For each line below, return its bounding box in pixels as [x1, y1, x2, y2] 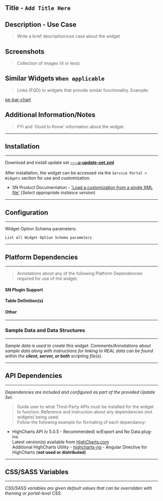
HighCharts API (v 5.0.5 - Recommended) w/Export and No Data [12, 429, 141, 434]
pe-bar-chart [5, 97, 32, 103]
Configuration [5, 208, 49, 217]
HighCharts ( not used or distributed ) [12, 449, 86, 455]
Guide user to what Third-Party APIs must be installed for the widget [16, 403, 154, 410]
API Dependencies [5, 372, 62, 380]
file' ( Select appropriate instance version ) [12, 190, 96, 196]
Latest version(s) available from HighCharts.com [12, 439, 109, 445]
